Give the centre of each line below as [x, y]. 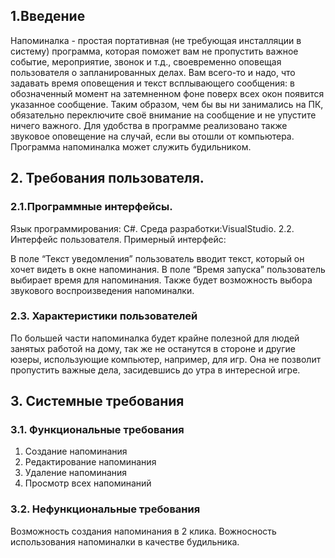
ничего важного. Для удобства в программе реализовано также [149, 125]
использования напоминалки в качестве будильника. [125, 541]
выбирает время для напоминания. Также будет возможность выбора [161, 280]
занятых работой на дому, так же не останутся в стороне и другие [153, 348]
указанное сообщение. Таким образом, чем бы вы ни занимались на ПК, [167, 104]
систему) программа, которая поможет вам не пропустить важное [154, 51]
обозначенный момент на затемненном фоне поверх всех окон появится [167, 93]
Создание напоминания [76, 451]
